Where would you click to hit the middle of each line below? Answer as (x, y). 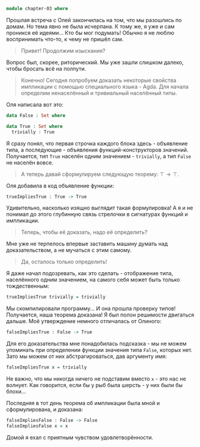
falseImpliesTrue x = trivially (46, 367)
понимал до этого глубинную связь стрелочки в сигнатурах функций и (97, 214)
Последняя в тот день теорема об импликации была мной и (83, 403)
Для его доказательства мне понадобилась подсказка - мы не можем (96, 343)
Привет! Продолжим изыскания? (63, 50)
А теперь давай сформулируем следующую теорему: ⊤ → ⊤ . (100, 174)
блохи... (16, 391)
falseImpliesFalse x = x (37, 426)
